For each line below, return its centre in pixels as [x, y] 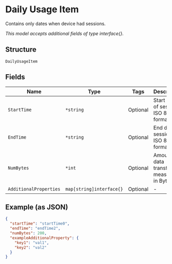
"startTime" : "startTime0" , [40, 224]
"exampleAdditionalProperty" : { [45, 238]
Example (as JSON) [37, 207]
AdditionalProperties [34, 189]
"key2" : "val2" [31, 247]
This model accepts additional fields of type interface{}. [64, 33]
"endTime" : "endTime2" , [35, 229]
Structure [21, 50]
